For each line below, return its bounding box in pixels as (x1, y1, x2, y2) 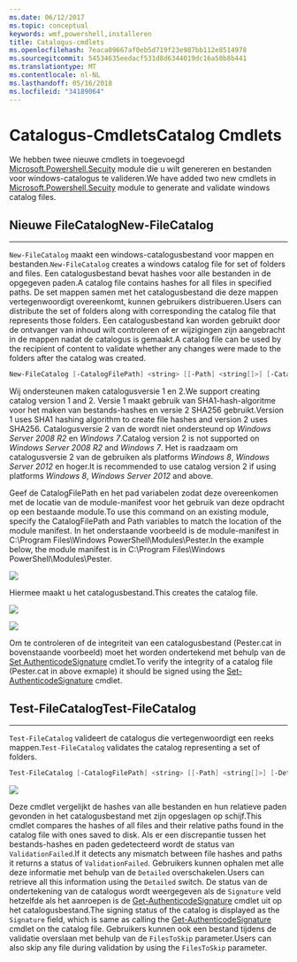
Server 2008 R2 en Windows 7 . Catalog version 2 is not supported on (9, 433, 260, 443)
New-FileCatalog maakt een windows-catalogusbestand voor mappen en (9, 250, 274, 260)
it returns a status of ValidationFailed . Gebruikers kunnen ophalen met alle (9, 858, 285, 868)
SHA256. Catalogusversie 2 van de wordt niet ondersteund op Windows (9, 424, 271, 435)
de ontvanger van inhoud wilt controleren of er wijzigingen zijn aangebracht (9, 325, 286, 335)
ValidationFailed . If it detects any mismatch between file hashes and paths (9, 848, 283, 858)
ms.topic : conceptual (9, 21, 89, 30)
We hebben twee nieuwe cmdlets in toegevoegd (9, 154, 186, 165)
